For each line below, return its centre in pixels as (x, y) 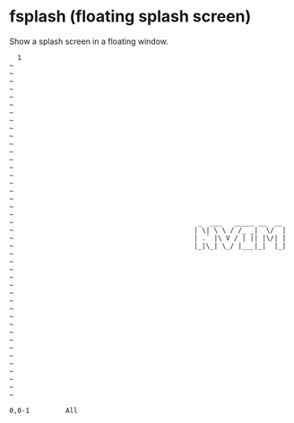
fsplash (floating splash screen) (130, 17)
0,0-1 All (43, 410)
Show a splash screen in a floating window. (89, 41)
